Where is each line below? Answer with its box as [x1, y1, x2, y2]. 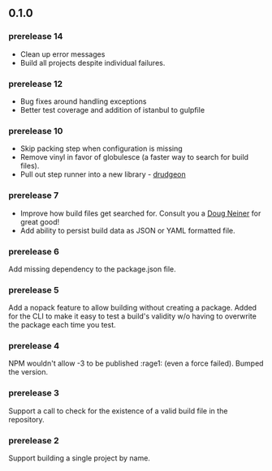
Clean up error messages [19, 49, 106, 59]
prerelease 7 [8, 190, 59, 201]
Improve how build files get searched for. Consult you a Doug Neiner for [19, 208, 261, 218]
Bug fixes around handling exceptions [19, 96, 147, 106]
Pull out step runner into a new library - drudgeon [19, 169, 186, 179]
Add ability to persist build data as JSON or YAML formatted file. [19, 225, 235, 235]
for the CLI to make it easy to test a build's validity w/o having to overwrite [8, 311, 257, 321]
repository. [8, 414, 45, 424]
